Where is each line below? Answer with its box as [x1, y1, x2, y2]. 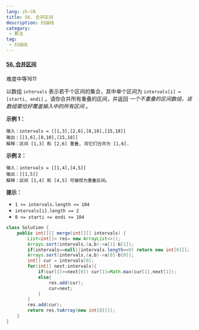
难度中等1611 [6, 75, 37, 82]
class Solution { [6, 225, 49, 231]
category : [6, 25, 31, 31]
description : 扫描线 [6, 20, 55, 26]
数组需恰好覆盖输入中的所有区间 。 [6, 103, 91, 110]
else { [37, 274, 52, 280]
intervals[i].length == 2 [14, 208, 79, 214]
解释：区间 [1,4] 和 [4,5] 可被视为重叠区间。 [6, 177, 110, 184]
